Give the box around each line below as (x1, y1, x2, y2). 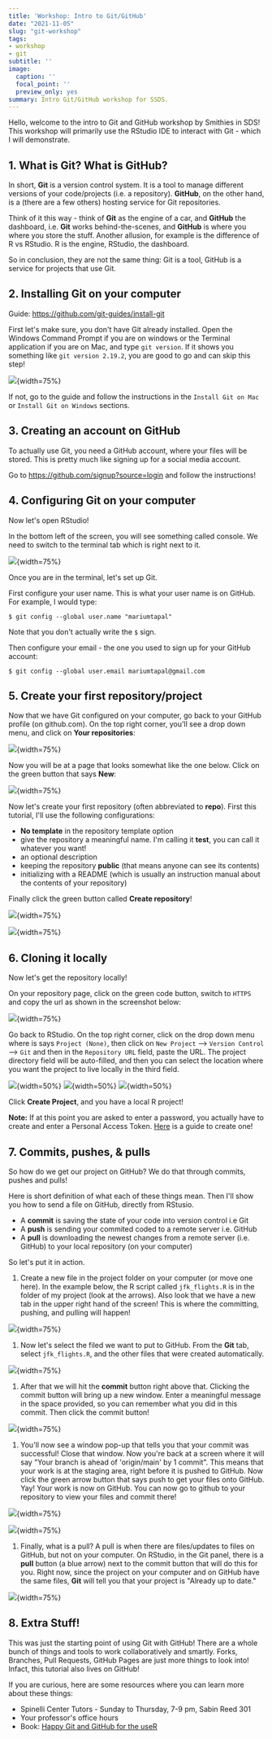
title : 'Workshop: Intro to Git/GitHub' (8, 11, 148, 20)
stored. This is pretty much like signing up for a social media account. (8, 454, 241, 464)
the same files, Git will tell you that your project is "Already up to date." (19, 1575, 257, 1585)
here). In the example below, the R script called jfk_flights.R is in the (19, 1281, 255, 1291)
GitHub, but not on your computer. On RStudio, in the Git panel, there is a (19, 1549, 264, 1560)
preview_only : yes (15, 87, 79, 96)
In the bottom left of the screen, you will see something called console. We (8, 531, 258, 541)
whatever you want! (19, 844, 87, 854)
